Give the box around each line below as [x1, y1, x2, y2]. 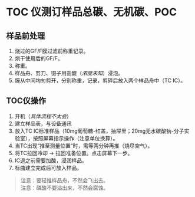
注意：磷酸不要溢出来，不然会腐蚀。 [20, 184, 109, 191]
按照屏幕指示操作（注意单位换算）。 [32, 134, 118, 142]
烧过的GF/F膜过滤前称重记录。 [14, 48, 89, 54]
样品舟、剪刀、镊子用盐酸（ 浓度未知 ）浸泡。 [14, 70, 124, 77]
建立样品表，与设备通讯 [14, 120, 72, 127]
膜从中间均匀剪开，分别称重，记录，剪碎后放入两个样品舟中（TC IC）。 [14, 77, 186, 84]
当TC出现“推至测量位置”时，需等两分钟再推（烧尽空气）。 [14, 142, 153, 149]
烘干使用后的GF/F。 [14, 55, 63, 62]
